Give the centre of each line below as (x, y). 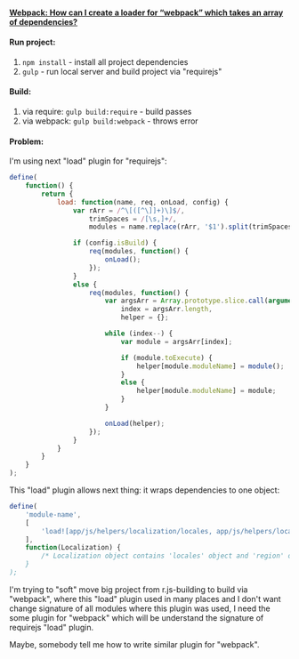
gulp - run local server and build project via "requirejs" (122, 71)
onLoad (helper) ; (135, 423)
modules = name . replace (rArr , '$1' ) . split (169, 227)
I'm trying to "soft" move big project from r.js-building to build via (129, 589)
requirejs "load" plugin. (52, 627)
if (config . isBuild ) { (115, 243)
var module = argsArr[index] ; (177, 342)
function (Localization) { (73, 548)
